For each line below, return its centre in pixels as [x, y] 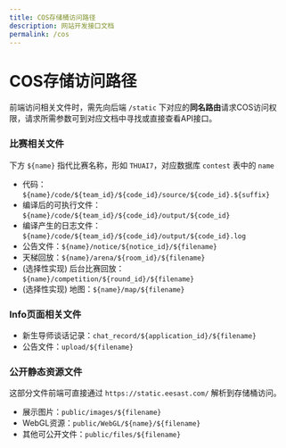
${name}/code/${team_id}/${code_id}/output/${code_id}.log [134, 236]
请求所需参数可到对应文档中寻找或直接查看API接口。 [121, 119]
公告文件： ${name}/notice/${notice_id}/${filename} [119, 245]
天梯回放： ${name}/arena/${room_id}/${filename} [114, 257]
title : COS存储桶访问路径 [53, 17]
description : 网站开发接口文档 [62, 26]
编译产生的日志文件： [61, 225]
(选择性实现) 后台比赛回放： [73, 268]
